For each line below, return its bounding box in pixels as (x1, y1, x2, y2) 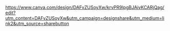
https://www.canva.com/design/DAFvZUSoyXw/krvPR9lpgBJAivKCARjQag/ (5, 5, 165, 10)
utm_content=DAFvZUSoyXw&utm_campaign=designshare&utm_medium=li (5, 15, 165, 21)
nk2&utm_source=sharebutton (5, 20, 69, 26)
